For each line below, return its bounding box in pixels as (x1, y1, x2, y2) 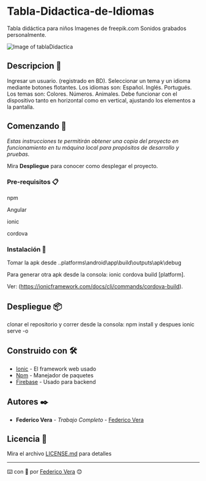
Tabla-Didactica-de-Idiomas (7, 4, 155, 18)
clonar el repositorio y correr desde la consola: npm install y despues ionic (7, 320, 195, 328)
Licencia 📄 (7, 434, 48, 444)
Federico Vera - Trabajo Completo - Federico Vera (15, 416, 144, 423)
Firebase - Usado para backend (15, 378, 97, 385)
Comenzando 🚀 (7, 121, 67, 131)
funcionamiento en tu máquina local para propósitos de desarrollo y (7, 144, 179, 151)
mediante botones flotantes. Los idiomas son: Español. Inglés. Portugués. (7, 83, 192, 91)
